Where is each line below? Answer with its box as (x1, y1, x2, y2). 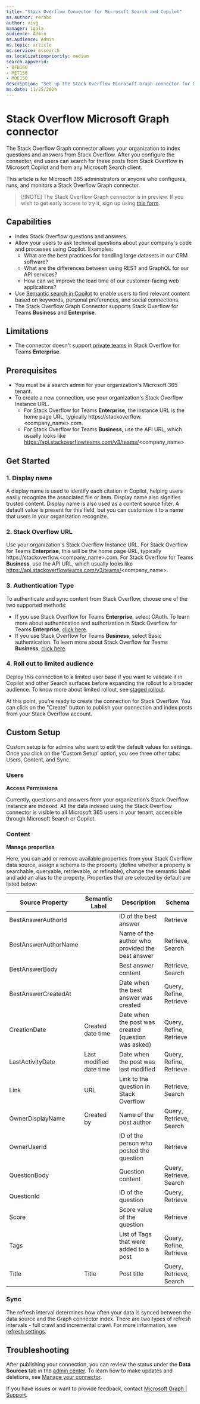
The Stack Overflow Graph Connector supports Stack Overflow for (14, 302, 179, 309)
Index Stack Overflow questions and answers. (14, 232, 128, 239)
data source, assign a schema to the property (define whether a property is (6, 861, 191, 869)
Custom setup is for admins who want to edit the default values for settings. (6, 743, 192, 750)
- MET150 (6, 70, 28, 76)
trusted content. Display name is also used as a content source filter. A (6, 500, 180, 507)
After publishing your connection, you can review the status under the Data (6, 1361, 191, 1368)
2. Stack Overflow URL (6, 527, 73, 536)
